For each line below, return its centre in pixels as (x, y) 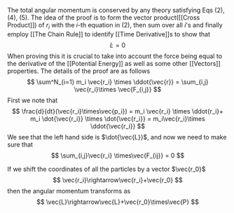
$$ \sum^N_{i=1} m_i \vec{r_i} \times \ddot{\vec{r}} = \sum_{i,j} (118, 82)
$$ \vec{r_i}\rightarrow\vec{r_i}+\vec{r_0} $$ (118, 180)
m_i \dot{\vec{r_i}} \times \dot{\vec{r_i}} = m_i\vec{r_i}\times (118, 118)
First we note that (33, 100)
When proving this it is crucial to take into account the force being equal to (115, 56)
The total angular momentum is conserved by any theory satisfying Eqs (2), (116, 10)
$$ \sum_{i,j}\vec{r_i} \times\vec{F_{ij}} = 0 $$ (118, 155)
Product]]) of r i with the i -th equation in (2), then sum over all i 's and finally (115, 26)
